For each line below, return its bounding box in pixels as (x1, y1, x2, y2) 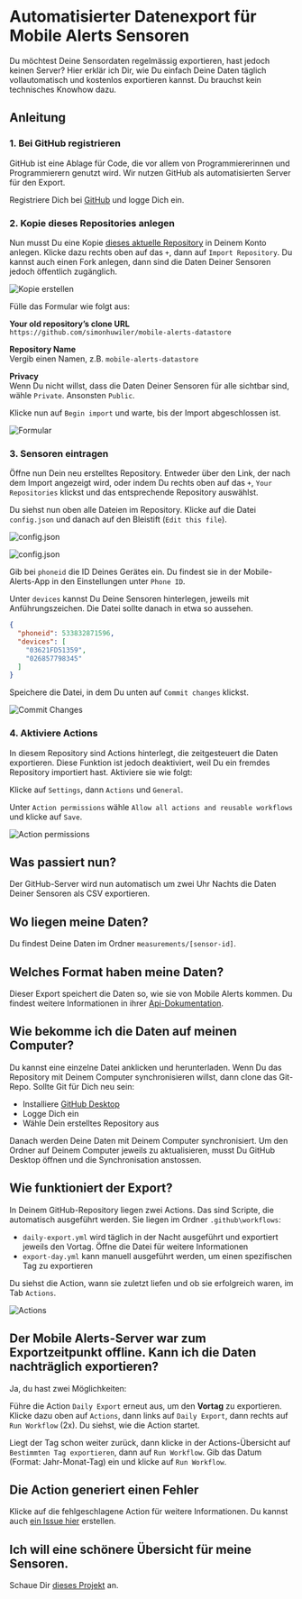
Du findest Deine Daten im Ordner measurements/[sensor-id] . (9, 938, 237, 949)
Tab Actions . (9, 1287, 57, 1298)
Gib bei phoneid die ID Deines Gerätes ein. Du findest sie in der (9, 566, 242, 578)
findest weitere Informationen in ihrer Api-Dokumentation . (9, 998, 224, 1009)
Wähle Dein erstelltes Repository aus (22, 1118, 160, 1128)
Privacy (9, 370, 39, 381)
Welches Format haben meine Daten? (9, 964, 224, 980)
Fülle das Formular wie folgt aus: (9, 300, 131, 312)
